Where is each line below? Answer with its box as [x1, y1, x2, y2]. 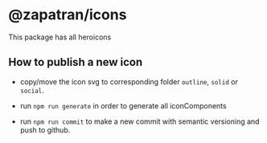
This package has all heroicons [8, 32, 112, 42]
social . [19, 85, 44, 95]
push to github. [19, 125, 71, 134]
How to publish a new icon [8, 55, 143, 69]
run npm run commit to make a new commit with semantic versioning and [19, 116, 260, 126]
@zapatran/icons [8, 6, 127, 24]
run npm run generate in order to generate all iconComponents [19, 100, 227, 110]
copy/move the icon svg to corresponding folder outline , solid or [19, 76, 239, 86]
